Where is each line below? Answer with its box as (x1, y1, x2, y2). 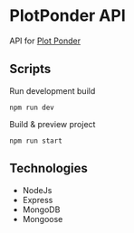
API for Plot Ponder (9, 35, 81, 46)
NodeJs (22, 184, 53, 195)
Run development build (9, 85, 96, 96)
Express (22, 194, 53, 205)
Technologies (9, 161, 89, 176)
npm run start (9, 136, 63, 145)
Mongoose (22, 213, 63, 224)
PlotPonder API (9, 5, 127, 26)
